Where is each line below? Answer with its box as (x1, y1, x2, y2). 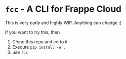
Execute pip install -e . (12, 44, 66, 50)
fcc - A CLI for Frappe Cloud (5, 3, 122, 15)
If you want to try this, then (5, 29, 60, 35)
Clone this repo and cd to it (12, 38, 68, 45)
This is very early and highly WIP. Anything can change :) (5, 20, 122, 26)
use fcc (12, 49, 28, 55)
